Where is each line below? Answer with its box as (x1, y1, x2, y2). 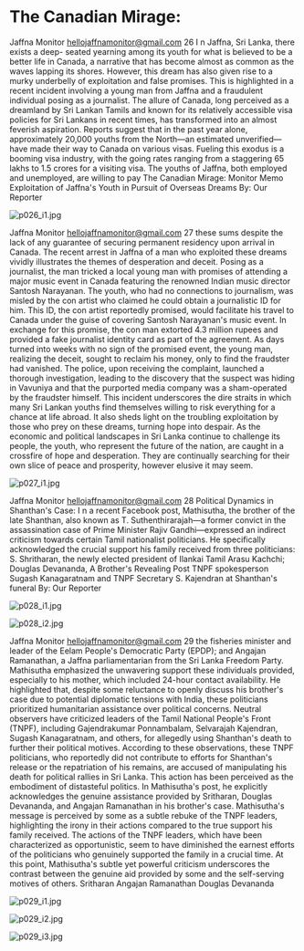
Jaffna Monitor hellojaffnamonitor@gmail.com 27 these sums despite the (9, 226, 284, 238)
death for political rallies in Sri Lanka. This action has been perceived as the (9, 771, 294, 782)
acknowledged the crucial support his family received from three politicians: (9, 543, 296, 554)
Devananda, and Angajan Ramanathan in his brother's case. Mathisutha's (9, 800, 285, 811)
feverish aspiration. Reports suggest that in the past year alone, (9, 123, 248, 134)
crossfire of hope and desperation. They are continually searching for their (9, 450, 290, 461)
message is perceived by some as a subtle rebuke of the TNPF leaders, (9, 810, 278, 820)
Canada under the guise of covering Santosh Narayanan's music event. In (9, 314, 288, 325)
